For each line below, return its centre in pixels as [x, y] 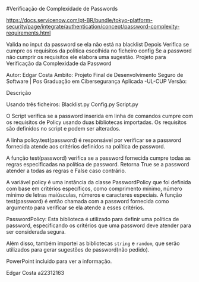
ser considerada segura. [36, 232]
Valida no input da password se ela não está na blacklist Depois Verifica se [97, 44]
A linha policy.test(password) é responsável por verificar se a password [94, 140]
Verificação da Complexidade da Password [59, 63]
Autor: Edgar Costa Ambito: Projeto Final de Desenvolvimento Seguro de [95, 75]
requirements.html [29, 33]
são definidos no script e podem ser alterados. [63, 128]
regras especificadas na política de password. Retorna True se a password [98, 164]
